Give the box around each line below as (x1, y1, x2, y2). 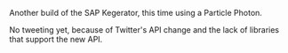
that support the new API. (9, 34, 103, 44)
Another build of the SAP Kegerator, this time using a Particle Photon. (9, 8, 262, 18)
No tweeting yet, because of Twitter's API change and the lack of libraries (9, 25, 280, 34)
